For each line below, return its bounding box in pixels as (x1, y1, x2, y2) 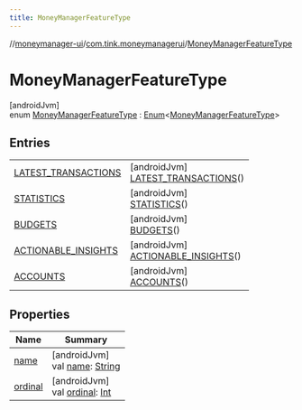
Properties (9, 306, 70, 321)
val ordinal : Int (51, 386, 112, 398)
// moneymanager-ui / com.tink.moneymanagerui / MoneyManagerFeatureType (9, 38, 293, 49)
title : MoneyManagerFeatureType (9, 13, 131, 23)
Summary (64, 333, 108, 346)
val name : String (51, 360, 121, 373)
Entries (9, 135, 51, 150)
